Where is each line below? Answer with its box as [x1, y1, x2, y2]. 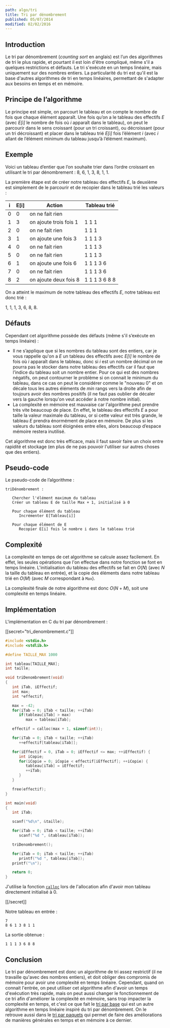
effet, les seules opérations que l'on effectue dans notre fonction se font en [5, 559, 163, 565]
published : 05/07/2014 [5, 17, 53, 22]
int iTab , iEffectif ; [12, 685, 58, 690]
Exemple [5, 150, 33, 159]
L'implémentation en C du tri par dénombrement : [5, 618, 108, 624]
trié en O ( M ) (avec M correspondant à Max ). [5, 575, 95, 581]
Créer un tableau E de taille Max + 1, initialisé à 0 [12, 500, 130, 505]
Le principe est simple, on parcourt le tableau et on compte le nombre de [5, 108, 158, 114]
